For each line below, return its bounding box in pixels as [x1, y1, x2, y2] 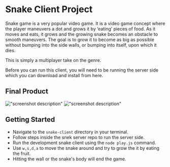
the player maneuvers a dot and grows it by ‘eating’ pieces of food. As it [5, 25, 156, 31]
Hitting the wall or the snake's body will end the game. [12, 156, 126, 162]
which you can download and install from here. [5, 72, 103, 78]
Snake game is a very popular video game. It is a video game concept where [5, 20, 165, 26]
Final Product [5, 87, 48, 96]
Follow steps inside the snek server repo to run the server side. [12, 134, 145, 140]
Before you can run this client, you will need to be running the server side [5, 67, 159, 73]
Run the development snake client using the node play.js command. [12, 140, 156, 146]
